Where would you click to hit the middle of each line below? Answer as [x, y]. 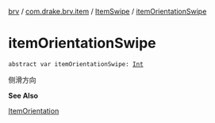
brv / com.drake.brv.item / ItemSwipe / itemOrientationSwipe [107, 11]
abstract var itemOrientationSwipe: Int [76, 64]
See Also [23, 95]
